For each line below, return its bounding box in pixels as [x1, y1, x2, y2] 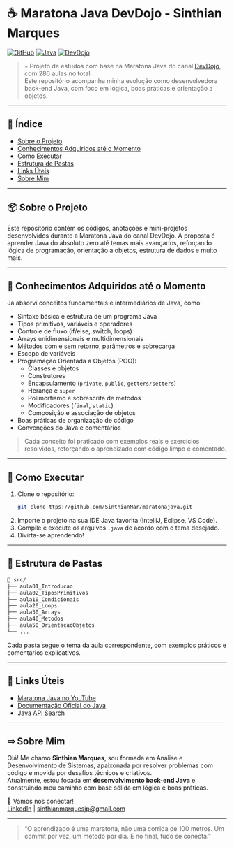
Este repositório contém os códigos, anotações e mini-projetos [7, 224, 188, 232]
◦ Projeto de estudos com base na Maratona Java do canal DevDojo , [24, 61, 221, 70]
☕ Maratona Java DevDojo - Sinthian [7, 6, 223, 22]
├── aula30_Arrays [7, 609, 61, 616]
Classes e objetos [27, 364, 79, 372]
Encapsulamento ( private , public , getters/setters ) [27, 379, 176, 388]
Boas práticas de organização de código [17, 417, 134, 425]
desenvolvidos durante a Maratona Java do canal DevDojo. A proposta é [7, 231, 215, 240]
